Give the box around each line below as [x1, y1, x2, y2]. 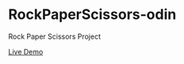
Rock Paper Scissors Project [8, 32, 102, 41]
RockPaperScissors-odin [8, 6, 177, 24]
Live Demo [8, 47, 44, 56]
